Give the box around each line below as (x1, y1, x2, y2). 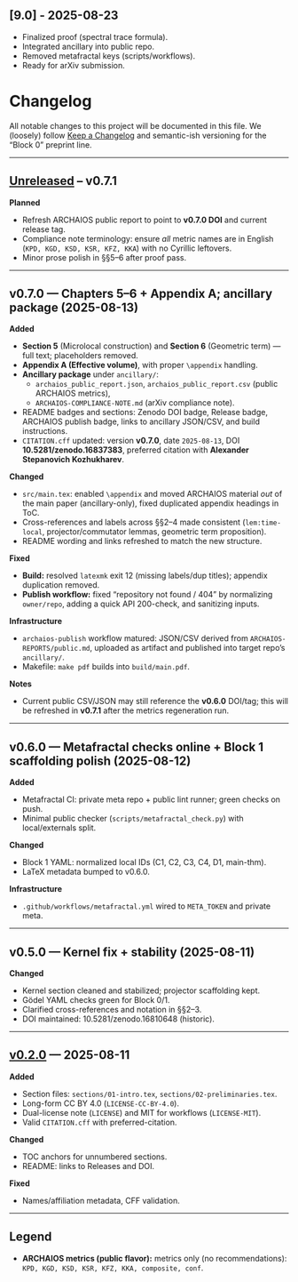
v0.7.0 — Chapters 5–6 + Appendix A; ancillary (9, 285, 273, 301)
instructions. (21, 426, 68, 437)
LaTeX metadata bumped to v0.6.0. (21, 867, 151, 877)
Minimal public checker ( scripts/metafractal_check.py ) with (21, 813, 244, 824)
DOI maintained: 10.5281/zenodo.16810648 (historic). (21, 1014, 216, 1024)
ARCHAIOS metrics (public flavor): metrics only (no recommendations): (21, 1253, 287, 1263)
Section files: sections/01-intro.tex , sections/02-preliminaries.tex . (21, 1088, 278, 1099)
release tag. (21, 223, 67, 235)
